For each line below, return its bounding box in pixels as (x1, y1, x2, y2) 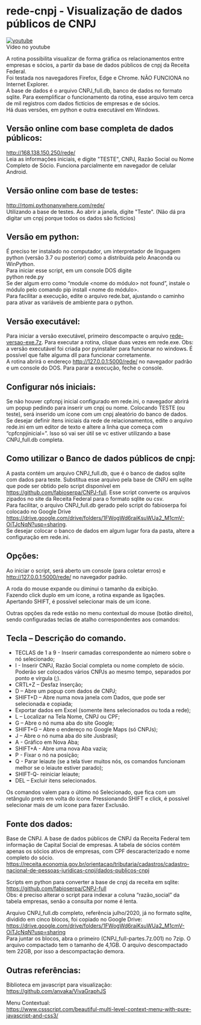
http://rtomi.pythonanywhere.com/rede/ (6, 202, 105, 209)
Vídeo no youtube (6, 43, 51, 51)
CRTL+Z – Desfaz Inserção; (14, 681, 83, 689)
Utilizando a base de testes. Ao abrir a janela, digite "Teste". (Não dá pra (6, 208, 185, 215)
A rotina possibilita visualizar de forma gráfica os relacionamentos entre (6, 55, 185, 62)
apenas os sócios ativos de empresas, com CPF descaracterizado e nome (6, 847, 190, 855)
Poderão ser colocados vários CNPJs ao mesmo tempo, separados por (14, 668, 191, 675)
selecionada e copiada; (14, 700, 73, 708)
